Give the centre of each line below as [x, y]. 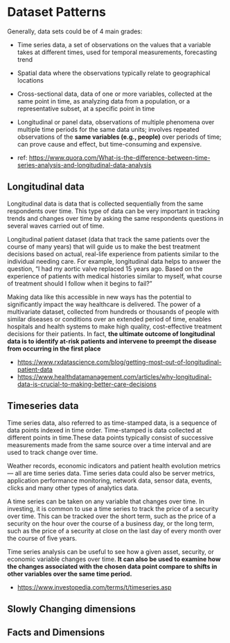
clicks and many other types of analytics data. [73, 487]
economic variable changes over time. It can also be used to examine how [114, 559]
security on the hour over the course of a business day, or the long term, [111, 523]
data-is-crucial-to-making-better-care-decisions [87, 384]
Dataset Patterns [56, 12]
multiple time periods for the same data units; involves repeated [108, 129]
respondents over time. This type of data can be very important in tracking [114, 211]
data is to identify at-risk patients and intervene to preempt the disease [112, 341]
